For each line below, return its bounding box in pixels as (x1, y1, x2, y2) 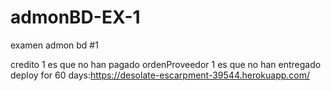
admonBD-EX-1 (10, 6, 141, 29)
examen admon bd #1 (10, 39, 99, 51)
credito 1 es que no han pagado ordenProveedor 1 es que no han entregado (10, 58, 322, 70)
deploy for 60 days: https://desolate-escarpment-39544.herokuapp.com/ (10, 69, 311, 81)
